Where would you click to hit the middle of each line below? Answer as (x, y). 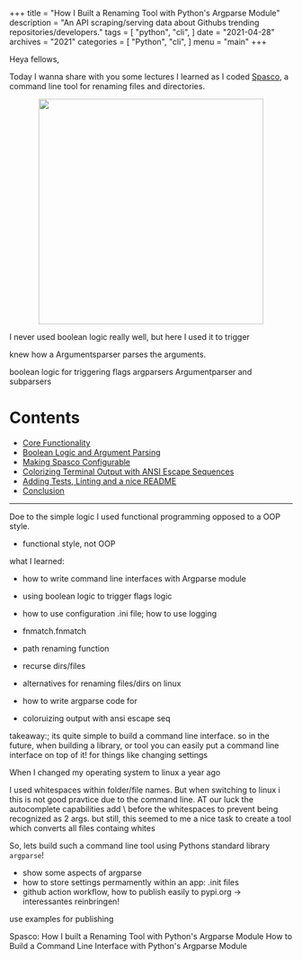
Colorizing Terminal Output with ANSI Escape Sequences (128, 471)
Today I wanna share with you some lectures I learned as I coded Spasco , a (149, 77)
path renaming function (66, 648)
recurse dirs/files (54, 665)
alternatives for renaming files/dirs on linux (102, 683)
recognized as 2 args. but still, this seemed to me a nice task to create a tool (151, 818)
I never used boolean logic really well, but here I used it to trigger (129, 337)
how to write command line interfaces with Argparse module (134, 578)
